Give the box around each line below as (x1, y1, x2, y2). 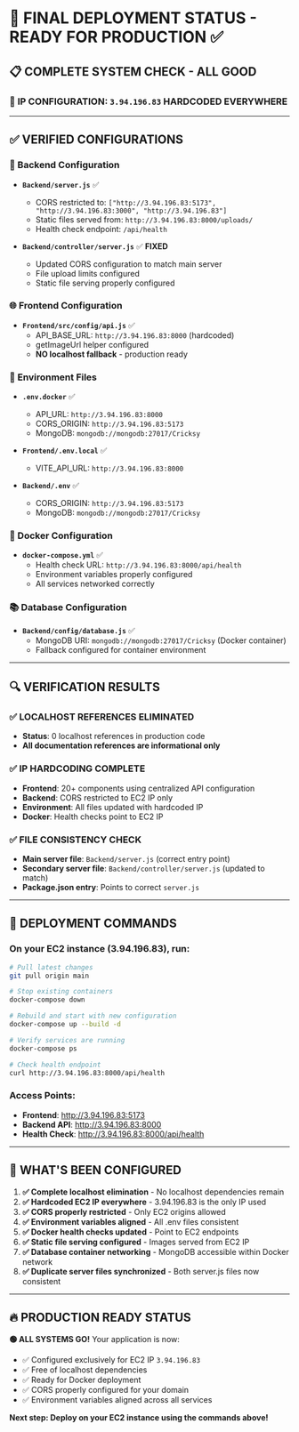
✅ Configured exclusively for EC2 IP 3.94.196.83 (21, 1355, 201, 1365)
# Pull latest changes (9, 962, 93, 972)
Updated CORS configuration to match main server (35, 258, 222, 270)
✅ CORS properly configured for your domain (21, 1385, 190, 1396)
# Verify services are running (9, 1035, 125, 1044)
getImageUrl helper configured (35, 339, 149, 350)
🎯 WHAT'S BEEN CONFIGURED (9, 1162, 182, 1178)
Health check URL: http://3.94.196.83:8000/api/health (35, 559, 242, 570)
